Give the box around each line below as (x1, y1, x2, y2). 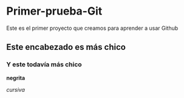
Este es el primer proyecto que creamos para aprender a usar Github (6, 24, 179, 32)
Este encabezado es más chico (6, 42, 126, 52)
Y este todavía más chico (6, 60, 82, 69)
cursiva (6, 86, 26, 93)
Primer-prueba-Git (6, 4, 103, 18)
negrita (6, 74, 26, 82)
